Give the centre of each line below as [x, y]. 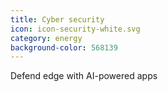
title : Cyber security [57, 19]
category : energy [46, 38]
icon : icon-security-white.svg [75, 29]
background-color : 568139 [64, 47]
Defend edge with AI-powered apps [84, 76]
